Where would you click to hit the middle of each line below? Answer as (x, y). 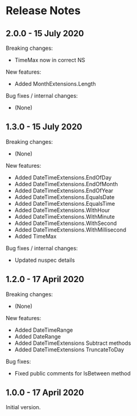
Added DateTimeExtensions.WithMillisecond (70, 230)
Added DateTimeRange (44, 330)
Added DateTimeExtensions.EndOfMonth (66, 184)
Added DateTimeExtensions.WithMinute (65, 216)
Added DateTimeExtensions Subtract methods (73, 343)
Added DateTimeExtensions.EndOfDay (63, 177)
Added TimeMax (35, 236)
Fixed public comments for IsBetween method (72, 373)
